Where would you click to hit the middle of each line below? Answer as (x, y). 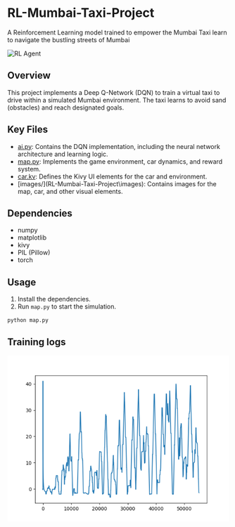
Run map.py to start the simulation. (67, 306)
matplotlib (32, 238)
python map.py (28, 320)
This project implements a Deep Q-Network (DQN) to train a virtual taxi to (114, 92)
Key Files (27, 130)
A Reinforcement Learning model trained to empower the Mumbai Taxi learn (117, 32)
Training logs (37, 342)
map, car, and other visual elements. (70, 191)
